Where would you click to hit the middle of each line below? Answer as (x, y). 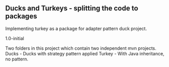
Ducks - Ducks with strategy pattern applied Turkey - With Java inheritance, (85, 53)
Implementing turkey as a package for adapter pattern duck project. (76, 28)
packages (21, 16)
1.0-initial (15, 38)
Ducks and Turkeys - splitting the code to (72, 8)
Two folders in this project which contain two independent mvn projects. (81, 48)
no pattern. (17, 59)
